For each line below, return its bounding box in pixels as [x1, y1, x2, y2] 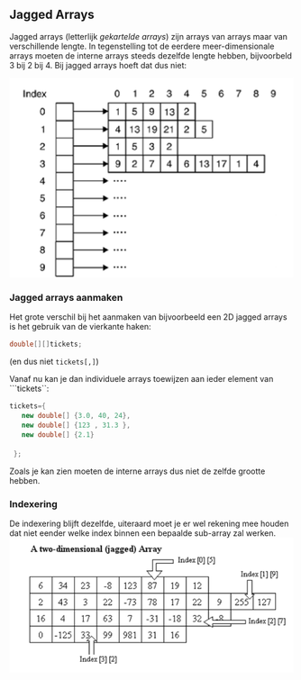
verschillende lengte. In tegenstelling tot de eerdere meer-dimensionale [9, 41, 275, 51]
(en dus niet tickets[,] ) [9, 356, 99, 367]
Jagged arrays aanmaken [9, 292, 123, 304]
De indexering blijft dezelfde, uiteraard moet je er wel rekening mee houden [9, 518, 289, 529]
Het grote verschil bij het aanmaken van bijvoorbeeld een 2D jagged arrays [9, 312, 287, 322]
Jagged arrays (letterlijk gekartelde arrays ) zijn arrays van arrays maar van [9, 31, 288, 41]
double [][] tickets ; [9, 340, 83, 349]
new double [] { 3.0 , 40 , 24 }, [21, 412, 131, 421]
